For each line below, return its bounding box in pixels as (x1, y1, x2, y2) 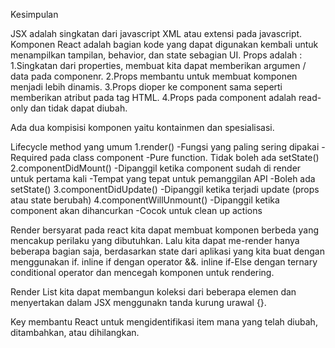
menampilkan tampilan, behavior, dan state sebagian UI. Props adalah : (10, 49, 303, 61)
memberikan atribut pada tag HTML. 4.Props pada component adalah (10, 92, 297, 103)
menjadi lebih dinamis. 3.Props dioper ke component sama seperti (10, 81, 283, 93)
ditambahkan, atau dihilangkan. (10, 327, 140, 338)
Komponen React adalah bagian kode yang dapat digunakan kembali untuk (10, 39, 319, 50)
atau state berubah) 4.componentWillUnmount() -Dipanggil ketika (10, 194, 280, 206)
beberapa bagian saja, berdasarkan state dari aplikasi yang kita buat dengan (10, 245, 325, 257)
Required (10, 152, 48, 163)
